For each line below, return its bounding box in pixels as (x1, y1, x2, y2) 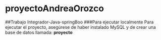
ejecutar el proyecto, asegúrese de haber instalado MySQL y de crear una (5, 24, 156, 30)
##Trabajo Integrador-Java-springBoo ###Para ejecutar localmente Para (5, 19, 154, 25)
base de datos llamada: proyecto (5, 29, 73, 35)
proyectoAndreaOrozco (5, 3, 104, 14)
